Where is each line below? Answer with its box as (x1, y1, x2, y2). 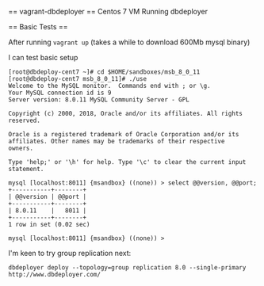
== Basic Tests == (8, 22, 68, 31)
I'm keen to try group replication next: (8, 249, 132, 257)
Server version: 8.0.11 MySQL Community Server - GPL (8, 96, 190, 104)
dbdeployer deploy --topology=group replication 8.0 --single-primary (8, 264, 247, 272)
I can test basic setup (8, 53, 78, 62)
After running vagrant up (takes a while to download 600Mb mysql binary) (8, 37, 251, 47)
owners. (8, 144, 34, 152)
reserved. (8, 116, 41, 124)
